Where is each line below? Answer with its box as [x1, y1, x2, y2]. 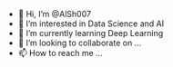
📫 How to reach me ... [17, 48, 103, 58]
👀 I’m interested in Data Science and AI [17, 18, 165, 29]
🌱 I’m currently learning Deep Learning [17, 28, 164, 38]
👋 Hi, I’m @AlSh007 [17, 9, 92, 19]
